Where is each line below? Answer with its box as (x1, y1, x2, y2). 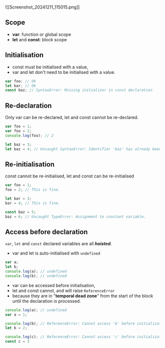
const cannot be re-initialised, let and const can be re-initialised (5, 173, 134, 179)
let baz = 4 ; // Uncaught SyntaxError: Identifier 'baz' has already (5, 146, 151, 151)
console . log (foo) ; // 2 (5, 133, 54, 138)
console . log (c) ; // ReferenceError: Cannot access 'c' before (5, 334, 135, 340)
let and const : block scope (12, 36, 67, 42)
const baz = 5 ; (5, 209, 36, 214)
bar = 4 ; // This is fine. (5, 201, 60, 205)
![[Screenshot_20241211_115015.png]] (5, 4, 80, 10)
